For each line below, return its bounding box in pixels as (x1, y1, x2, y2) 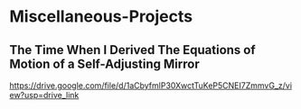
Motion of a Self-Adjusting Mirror (9, 56, 201, 71)
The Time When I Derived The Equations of (9, 42, 256, 58)
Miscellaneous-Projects (9, 6, 193, 27)
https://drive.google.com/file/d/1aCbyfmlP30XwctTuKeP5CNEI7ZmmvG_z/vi (9, 80, 292, 91)
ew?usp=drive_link (9, 90, 80, 100)
